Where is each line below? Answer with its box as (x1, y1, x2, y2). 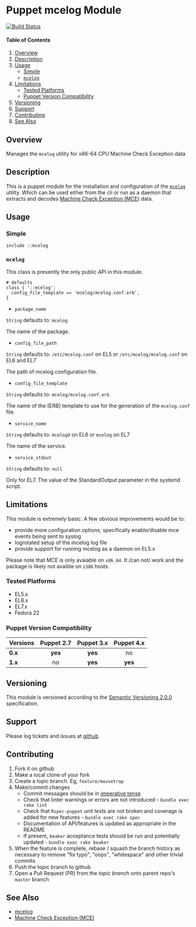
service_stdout (14, 455, 52, 461)
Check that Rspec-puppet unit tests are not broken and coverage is (23, 807, 183, 814)
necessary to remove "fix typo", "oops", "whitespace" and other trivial (14, 851, 184, 858)
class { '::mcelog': (6, 284, 57, 290)
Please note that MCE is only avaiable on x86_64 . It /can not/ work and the (6, 557, 184, 564)
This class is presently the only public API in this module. (6, 268, 143, 275)
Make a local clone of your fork (14, 771, 90, 778)
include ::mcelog (6, 243, 49, 249)
